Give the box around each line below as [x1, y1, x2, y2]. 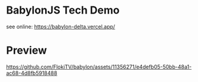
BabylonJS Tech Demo [6, 4, 120, 17]
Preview [6, 44, 47, 57]
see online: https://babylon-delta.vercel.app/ [6, 23, 116, 30]
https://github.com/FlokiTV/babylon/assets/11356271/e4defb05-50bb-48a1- [6, 63, 192, 70]
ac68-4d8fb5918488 [6, 69, 58, 77]
